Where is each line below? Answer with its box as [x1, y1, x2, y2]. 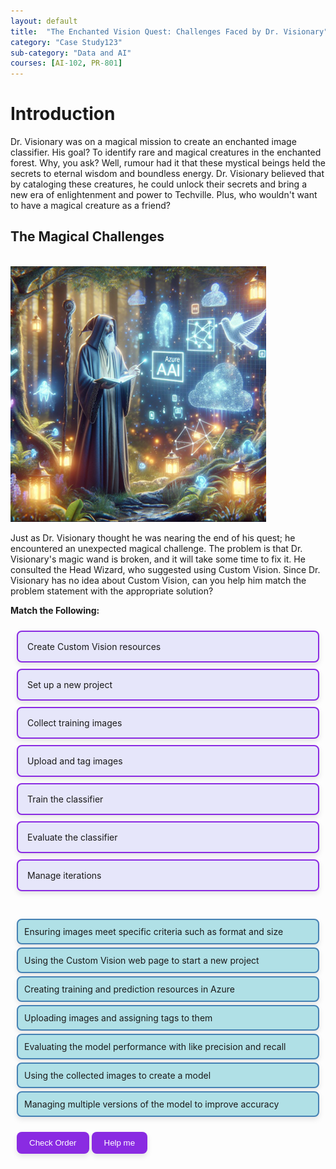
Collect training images [27, 716, 123, 729]
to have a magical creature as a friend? [10, 200, 171, 212]
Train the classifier [27, 793, 104, 805]
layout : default [10, 16, 78, 26]
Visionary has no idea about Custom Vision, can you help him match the [10, 574, 307, 586]
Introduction [10, 103, 116, 125]
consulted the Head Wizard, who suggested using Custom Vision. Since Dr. [10, 563, 321, 575]
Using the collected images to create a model [24, 1069, 212, 1081]
